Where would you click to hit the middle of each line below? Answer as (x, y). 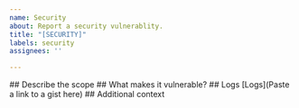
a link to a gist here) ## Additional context (87, 94)
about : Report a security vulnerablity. (87, 26)
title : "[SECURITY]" (48, 34)
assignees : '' (36, 51)
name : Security (38, 18)
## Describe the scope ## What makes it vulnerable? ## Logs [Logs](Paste (149, 85)
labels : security (42, 43)
